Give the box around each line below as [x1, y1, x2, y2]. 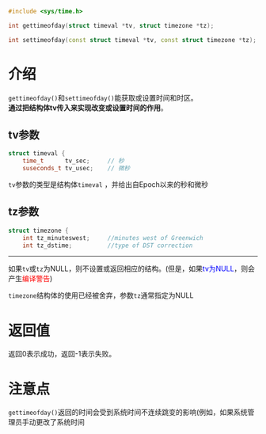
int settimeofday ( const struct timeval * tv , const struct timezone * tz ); [8, 36, 257, 44]
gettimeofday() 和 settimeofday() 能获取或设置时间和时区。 [8, 93, 198, 102]
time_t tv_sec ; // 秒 [22, 157, 124, 166]
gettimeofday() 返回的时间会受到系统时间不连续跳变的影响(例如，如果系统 [8, 408, 248, 417]
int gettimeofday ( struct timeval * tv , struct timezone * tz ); [8, 21, 215, 29]
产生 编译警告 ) [8, 274, 53, 284]
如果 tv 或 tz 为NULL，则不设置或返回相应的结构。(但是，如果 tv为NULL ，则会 [8, 264, 256, 273]
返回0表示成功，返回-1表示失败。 [8, 349, 116, 359]
